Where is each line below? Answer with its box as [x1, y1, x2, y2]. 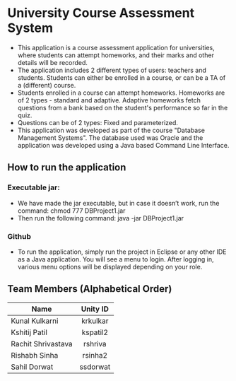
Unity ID [81, 304, 110, 314]
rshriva [83, 339, 107, 348]
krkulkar [81, 316, 109, 326]
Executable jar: [7, 182, 60, 192]
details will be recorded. [17, 58, 88, 66]
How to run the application [7, 161, 126, 174]
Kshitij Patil [11, 327, 47, 337]
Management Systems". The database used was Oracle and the [17, 133, 203, 142]
